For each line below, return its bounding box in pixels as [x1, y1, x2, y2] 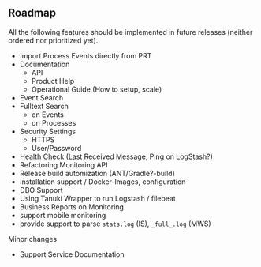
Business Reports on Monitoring [19, 201, 125, 212]
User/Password [31, 143, 82, 152]
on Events [31, 110, 65, 119]
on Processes [31, 118, 76, 127]
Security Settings [19, 126, 76, 136]
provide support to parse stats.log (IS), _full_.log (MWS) [19, 219, 211, 228]
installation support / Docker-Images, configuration [19, 177, 186, 186]
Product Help [31, 76, 75, 85]
